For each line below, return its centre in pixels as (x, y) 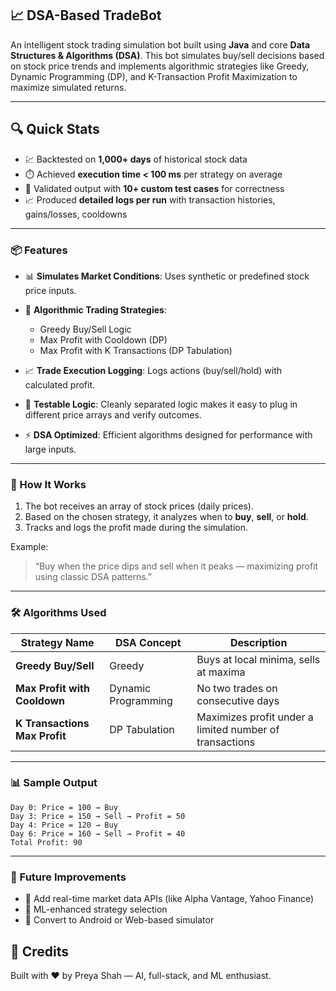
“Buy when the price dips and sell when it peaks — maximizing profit (176, 566)
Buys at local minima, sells (258, 659)
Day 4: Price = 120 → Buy (64, 825)
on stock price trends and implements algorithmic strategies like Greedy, (160, 66)
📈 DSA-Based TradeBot (86, 15)
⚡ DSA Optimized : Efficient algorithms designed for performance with (168, 434)
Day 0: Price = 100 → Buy (64, 807)
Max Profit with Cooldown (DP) (103, 339)
